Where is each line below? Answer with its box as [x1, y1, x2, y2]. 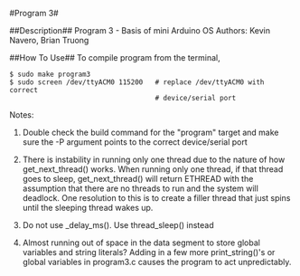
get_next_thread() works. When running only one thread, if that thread [22, 164, 284, 175]
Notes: [9, 109, 34, 120]
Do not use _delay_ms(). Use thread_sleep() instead [22, 220, 214, 230]
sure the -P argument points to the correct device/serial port [22, 137, 248, 148]
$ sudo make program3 [9, 70, 91, 79]
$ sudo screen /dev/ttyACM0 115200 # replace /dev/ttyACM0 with [9, 78, 265, 87]
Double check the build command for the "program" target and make [22, 127, 279, 138]
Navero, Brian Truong [9, 35, 89, 45]
